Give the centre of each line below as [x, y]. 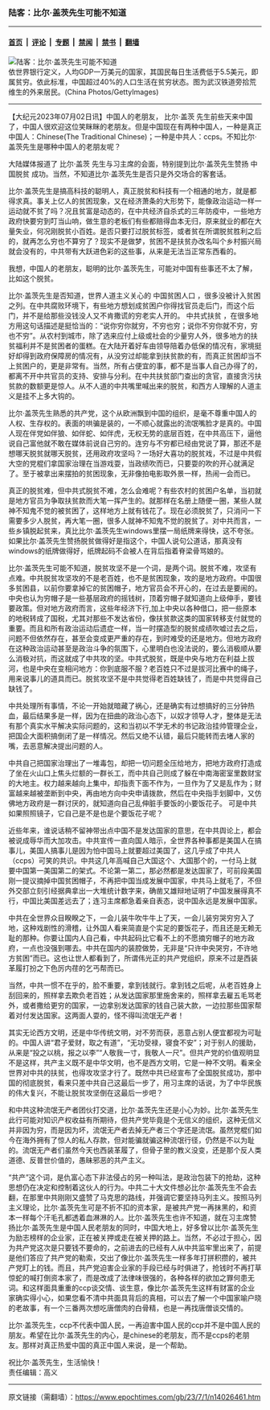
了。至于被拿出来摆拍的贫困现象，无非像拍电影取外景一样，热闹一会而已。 [131, 473]
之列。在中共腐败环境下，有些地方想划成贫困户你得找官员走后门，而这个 [128, 305]
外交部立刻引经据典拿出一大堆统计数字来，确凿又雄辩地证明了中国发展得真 [131, 890]
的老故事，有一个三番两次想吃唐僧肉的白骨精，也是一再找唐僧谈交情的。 [128, 1308]
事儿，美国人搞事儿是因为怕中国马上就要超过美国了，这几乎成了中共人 [125, 850]
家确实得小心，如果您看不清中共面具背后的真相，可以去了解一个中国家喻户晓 [135, 1297]
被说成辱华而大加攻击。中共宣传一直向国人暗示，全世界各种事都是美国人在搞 [135, 840]
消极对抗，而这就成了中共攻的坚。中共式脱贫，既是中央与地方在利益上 [131, 658]
